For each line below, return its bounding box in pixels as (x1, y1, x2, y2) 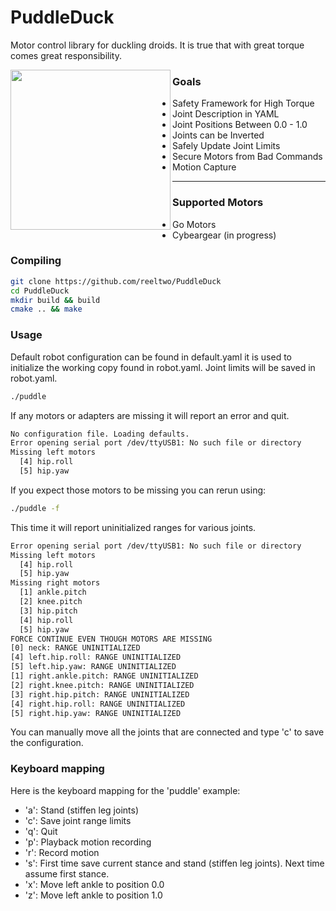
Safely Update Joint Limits (172, 140, 281, 152)
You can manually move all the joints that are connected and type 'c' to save (10, 726, 325, 738)
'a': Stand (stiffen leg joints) (24, 804, 140, 816)
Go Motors (172, 218, 217, 230)
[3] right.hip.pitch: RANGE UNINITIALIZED (10, 689, 190, 700)
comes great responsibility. (10, 49, 122, 61)
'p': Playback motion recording (24, 836, 152, 848)
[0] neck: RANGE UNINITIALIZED (10, 643, 141, 653)
